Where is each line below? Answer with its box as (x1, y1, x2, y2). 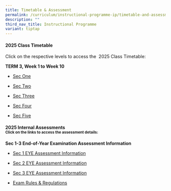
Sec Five (12, 113, 32, 119)
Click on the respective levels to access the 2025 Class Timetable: (5, 53, 146, 60)
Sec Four (12, 103, 32, 109)
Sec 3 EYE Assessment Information (12, 170, 87, 176)
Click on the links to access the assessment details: (5, 129, 98, 135)
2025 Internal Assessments (5, 124, 65, 130)
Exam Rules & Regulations (12, 179, 68, 186)
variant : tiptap (5, 26, 40, 32)
